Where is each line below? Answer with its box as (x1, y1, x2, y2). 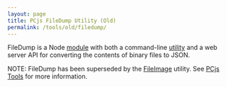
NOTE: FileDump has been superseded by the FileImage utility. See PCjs (7, 65, 220, 73)
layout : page (7, 10, 46, 18)
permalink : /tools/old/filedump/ (7, 24, 107, 31)
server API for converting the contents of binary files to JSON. (7, 51, 191, 59)
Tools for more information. (7, 72, 88, 81)
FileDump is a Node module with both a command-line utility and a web (7, 43, 218, 52)
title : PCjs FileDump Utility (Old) (7, 17, 116, 24)
